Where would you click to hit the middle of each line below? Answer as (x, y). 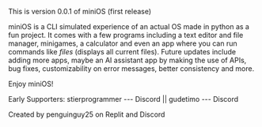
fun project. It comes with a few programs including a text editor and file (126, 35)
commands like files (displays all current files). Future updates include (122, 52)
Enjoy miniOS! (31, 84)
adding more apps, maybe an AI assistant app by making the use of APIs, (127, 60)
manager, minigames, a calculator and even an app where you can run (123, 43)
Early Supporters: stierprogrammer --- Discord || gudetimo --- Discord (123, 99)
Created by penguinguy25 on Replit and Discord (87, 114)
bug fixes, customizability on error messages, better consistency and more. (131, 69)
